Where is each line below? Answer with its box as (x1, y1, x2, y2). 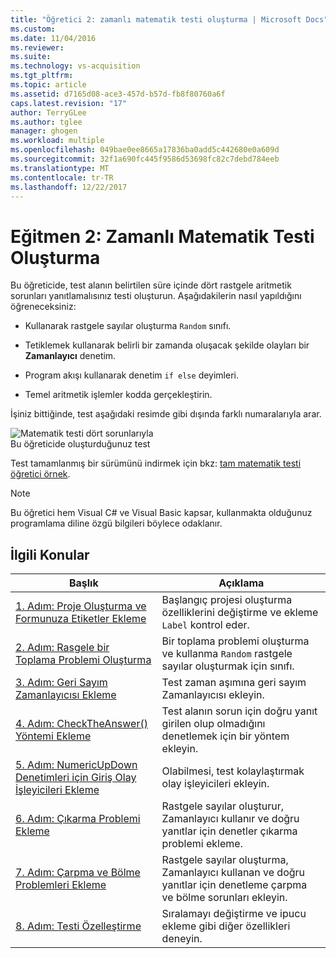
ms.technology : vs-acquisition (10, 61, 141, 71)
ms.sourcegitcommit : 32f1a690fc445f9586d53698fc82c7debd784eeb (10, 154, 280, 164)
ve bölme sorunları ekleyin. (161, 891, 288, 905)
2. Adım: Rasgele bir (15, 641, 110, 655)
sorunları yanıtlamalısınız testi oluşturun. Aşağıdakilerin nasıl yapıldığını (10, 290, 302, 302)
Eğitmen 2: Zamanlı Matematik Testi (10, 225, 315, 248)
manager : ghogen (10, 126, 78, 136)
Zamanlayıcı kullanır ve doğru (161, 812, 300, 826)
